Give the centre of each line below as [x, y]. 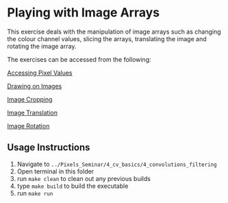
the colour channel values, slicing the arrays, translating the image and [107, 38]
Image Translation [33, 112]
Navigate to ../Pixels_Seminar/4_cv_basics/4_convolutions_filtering [117, 164]
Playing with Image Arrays [84, 13]
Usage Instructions [49, 148]
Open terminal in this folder [55, 171]
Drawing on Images [35, 86]
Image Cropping [30, 99]
